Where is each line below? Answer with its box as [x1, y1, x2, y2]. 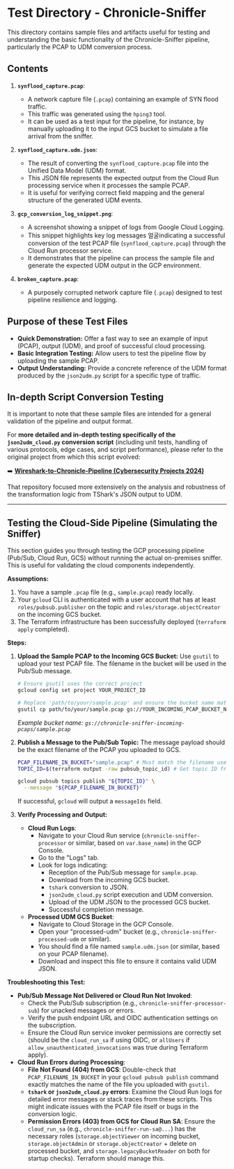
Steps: [7, 638, 26, 647]
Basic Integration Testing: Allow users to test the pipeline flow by [17, 349, 207, 357]
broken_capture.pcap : [17, 274, 79, 283]
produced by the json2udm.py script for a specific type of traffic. [17, 371, 201, 379]
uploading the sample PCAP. [17, 356, 100, 365]
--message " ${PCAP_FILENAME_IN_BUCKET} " [24, 785, 143, 792]
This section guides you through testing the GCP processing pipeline [7, 547, 205, 555]
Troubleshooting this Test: [7, 978, 86, 987]
